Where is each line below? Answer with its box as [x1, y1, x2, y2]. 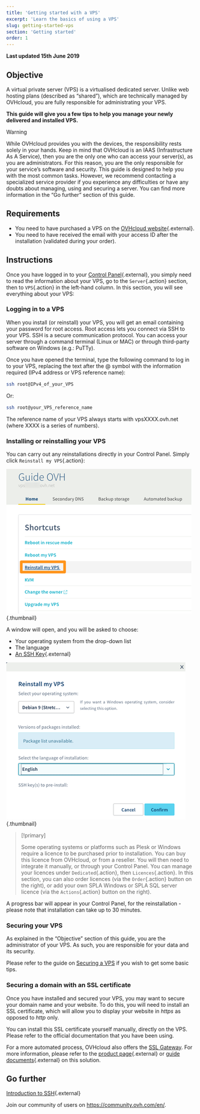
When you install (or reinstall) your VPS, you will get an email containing [6, 319, 184, 326]
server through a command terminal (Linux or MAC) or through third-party [6, 338, 190, 345]
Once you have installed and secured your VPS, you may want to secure [6, 994, 185, 1002]
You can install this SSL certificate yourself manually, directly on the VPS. [6, 1025, 188, 1033]
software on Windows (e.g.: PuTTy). [6, 344, 95, 352]
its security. [6, 948, 35, 955]
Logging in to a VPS [6, 305, 64, 313]
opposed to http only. [6, 1013, 59, 1021]
